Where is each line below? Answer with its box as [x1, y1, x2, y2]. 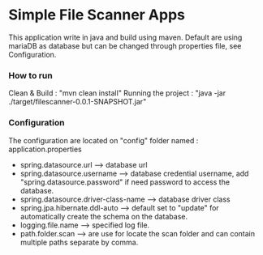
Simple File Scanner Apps [8, 6, 185, 24]
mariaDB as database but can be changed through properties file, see [8, 40, 242, 50]
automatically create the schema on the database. [19, 211, 188, 221]
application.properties [8, 144, 83, 154]
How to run [8, 70, 53, 81]
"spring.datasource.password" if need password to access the [19, 176, 230, 187]
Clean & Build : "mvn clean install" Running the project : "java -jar [8, 88, 226, 98]
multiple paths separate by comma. [19, 237, 139, 247]
